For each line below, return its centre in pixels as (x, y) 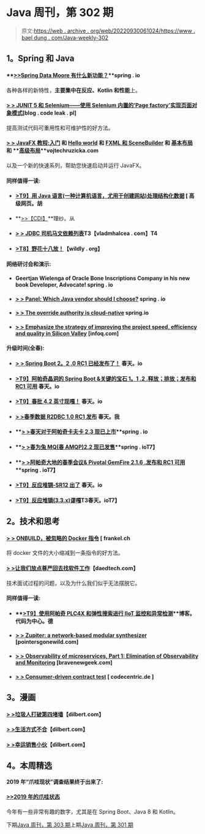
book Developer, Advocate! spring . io (64, 285)
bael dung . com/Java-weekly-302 (65, 37)
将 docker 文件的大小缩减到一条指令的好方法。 (65, 553)
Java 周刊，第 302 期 (60, 13)
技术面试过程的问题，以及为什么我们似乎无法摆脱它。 (73, 583)
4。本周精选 (29, 766)
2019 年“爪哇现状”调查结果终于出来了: (55, 782)
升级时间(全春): (25, 348)
